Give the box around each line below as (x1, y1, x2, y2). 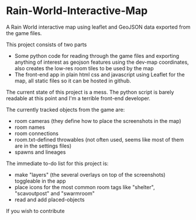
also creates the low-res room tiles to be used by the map (14, 64, 154, 71)
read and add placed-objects (14, 196, 85, 203)
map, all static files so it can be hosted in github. (14, 77, 132, 84)
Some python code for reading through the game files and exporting (14, 52, 180, 59)
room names (14, 123, 45, 130)
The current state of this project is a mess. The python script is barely (6, 88, 174, 95)
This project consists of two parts (6, 41, 87, 48)
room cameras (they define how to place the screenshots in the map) (14, 117, 181, 124)
